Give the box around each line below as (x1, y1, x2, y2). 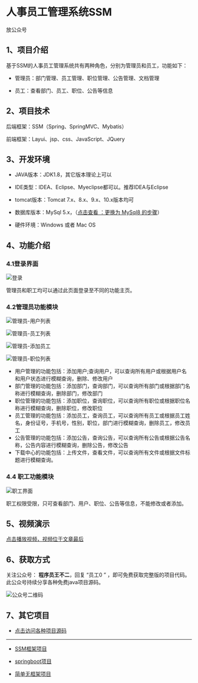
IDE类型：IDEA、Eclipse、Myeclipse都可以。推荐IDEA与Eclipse (14, 184, 169, 191)
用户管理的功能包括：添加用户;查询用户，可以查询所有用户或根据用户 (14, 368, 182, 375)
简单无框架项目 (14, 671, 51, 678)
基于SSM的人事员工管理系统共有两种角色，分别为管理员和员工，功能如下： (6, 61, 188, 69)
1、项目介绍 (6, 45, 49, 55)
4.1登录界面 (6, 260, 38, 268)
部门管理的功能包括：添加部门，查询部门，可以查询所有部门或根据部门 (14, 383, 186, 390)
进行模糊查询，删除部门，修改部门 (19, 390, 103, 397)
